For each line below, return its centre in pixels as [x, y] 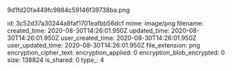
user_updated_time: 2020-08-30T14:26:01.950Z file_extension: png [104, 45]
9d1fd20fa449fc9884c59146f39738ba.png [69, 10]
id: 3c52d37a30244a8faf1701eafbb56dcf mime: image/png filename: [105, 23]
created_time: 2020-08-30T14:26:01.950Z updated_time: [88, 31]
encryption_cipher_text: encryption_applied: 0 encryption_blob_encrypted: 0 [116, 52]
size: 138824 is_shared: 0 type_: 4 [56, 60]
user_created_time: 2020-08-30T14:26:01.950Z [128, 38]
